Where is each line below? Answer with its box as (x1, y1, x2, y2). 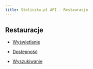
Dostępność (12, 48, 37, 55)
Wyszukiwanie (12, 58, 43, 64)
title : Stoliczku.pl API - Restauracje (5, 7, 88, 12)
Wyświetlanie (12, 39, 40, 45)
